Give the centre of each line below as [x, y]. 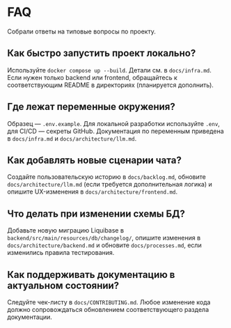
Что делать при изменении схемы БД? [96, 213]
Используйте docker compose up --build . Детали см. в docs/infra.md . [110, 70]
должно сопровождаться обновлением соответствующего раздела [108, 310]
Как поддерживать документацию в [91, 275]
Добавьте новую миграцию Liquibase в [65, 231]
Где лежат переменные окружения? [91, 107]
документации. [30, 317]
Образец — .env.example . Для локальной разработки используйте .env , [114, 123]
